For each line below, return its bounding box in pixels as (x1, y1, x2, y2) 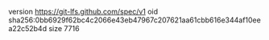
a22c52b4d (8, 24, 47, 33)
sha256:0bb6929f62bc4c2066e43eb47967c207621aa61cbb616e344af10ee (8, 15, 262, 25)
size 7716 (48, 24, 80, 33)
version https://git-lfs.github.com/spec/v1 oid (8, 7, 159, 16)
